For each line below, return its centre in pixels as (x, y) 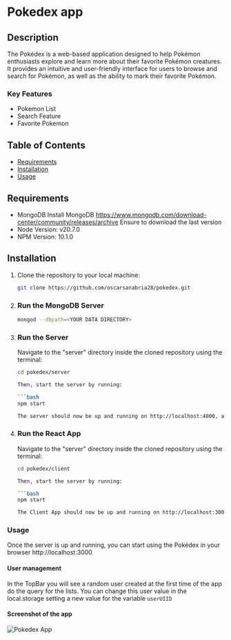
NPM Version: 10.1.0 (45, 237)
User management (34, 568)
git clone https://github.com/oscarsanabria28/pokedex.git (104, 288)
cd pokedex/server (43, 372)
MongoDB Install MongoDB (56, 214)
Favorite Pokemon (43, 123)
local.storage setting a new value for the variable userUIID (90, 598)
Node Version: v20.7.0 (49, 229)
